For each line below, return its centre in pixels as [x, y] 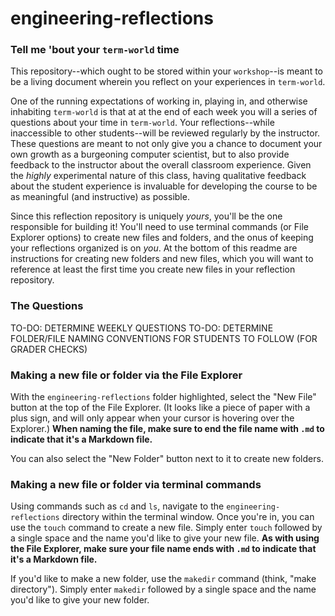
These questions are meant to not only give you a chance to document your [166, 144]
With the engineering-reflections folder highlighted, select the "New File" [163, 397]
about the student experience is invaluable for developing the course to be [164, 186]
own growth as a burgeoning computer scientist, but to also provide [150, 154]
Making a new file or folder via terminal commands [136, 484]
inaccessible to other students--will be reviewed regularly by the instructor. [165, 133]
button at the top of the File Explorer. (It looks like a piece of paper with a [160, 408]
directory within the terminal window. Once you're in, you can [188, 517]
